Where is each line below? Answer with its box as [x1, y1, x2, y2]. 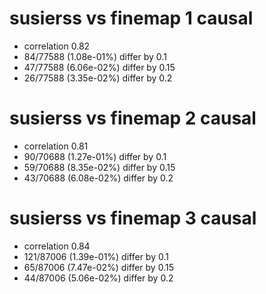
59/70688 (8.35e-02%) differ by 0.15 [23, 161, 176, 173]
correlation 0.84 [23, 240, 91, 252]
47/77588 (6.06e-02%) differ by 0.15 [23, 61, 176, 73]
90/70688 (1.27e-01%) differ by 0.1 [23, 150, 167, 162]
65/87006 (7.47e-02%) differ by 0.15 [23, 261, 174, 273]
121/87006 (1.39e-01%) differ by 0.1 [23, 250, 169, 262]
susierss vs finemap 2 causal [9, 107, 257, 130]
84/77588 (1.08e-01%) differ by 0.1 [23, 50, 167, 62]
